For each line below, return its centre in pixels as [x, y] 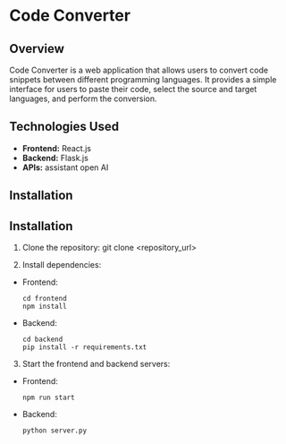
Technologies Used [64, 127]
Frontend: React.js [57, 148]
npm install [44, 307]
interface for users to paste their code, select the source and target [133, 89]
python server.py [55, 431]
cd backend [42, 340]
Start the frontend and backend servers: [96, 364]
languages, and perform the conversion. [84, 98]
